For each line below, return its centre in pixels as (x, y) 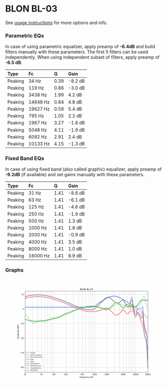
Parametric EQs (25, 36)
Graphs (14, 270)
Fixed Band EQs (25, 158)
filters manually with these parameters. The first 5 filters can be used (77, 52)
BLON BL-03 (31, 9)
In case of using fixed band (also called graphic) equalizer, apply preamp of (83, 169)
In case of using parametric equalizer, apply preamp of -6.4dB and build (80, 47)
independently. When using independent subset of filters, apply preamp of (82, 57)
